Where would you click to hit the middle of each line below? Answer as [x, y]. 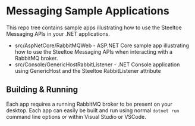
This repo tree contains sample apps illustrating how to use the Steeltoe [94, 27]
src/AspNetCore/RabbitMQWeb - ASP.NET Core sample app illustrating [102, 45]
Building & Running [42, 90]
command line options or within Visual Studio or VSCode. [76, 116]
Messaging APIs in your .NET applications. [58, 33]
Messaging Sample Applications [88, 11]
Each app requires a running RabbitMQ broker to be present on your [89, 104]
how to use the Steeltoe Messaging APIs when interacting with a [94, 51]
